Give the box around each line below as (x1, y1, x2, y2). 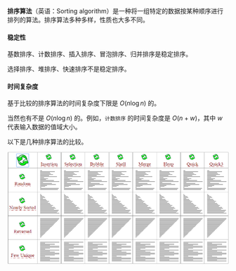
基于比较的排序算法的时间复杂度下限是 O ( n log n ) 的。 (7, 99, 161, 107)
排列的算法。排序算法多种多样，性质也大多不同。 (7, 15, 149, 24)
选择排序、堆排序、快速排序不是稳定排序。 (7, 65, 131, 73)
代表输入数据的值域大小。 (7, 123, 81, 131)
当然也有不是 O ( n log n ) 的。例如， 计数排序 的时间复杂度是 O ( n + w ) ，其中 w (7, 114, 223, 122)
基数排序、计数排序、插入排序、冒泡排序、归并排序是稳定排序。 (7, 50, 192, 58)
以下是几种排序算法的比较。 (7, 138, 88, 146)
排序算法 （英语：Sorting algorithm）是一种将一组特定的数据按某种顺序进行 (7, 7, 223, 15)
